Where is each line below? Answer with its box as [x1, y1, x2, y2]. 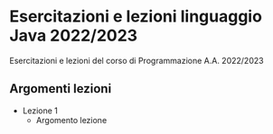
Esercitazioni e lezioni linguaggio [9, 6, 262, 27]
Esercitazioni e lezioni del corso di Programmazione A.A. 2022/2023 [9, 55, 264, 66]
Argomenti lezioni [9, 81, 112, 96]
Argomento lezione [35, 114, 108, 125]
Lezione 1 [22, 105, 59, 116]
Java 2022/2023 [9, 25, 138, 46]
